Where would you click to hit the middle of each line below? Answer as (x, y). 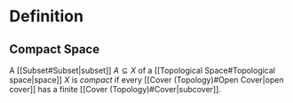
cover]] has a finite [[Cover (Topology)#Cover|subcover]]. (115, 89)
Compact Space (55, 49)
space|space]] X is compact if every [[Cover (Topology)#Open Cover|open (146, 80)
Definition (47, 16)
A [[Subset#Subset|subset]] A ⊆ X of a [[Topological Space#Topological (143, 70)
